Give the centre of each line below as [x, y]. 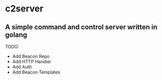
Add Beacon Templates [36, 72]
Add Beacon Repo [31, 56]
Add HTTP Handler [32, 62]
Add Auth [22, 67]
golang [16, 35]
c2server [24, 9]
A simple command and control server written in [81, 27]
